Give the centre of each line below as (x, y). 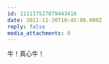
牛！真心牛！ (26, 54)
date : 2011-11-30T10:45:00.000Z (54, 20)
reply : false (26, 26)
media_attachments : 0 (39, 33)
